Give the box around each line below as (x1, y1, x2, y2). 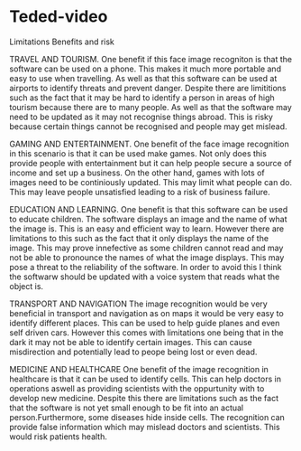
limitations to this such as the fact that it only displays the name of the (9, 232, 269, 243)
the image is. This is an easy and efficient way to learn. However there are (9, 223, 285, 234)
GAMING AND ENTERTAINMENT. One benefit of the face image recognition (9, 138, 290, 149)
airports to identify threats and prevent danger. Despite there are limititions (9, 82, 287, 93)
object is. (9, 280, 43, 291)
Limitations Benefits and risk (9, 36, 115, 47)
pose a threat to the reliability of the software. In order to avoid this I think (9, 261, 282, 272)
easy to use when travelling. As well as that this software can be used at (9, 72, 278, 83)
